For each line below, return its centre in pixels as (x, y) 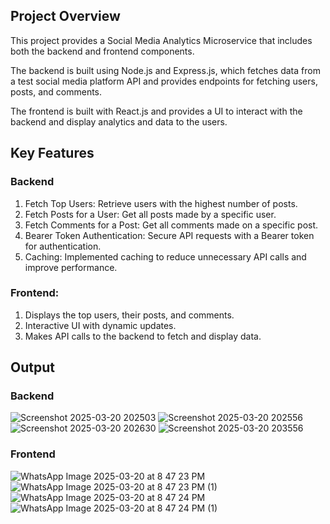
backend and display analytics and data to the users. (119, 121)
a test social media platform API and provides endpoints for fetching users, (164, 81)
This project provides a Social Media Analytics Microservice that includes (161, 40)
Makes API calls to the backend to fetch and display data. (143, 336)
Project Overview (65, 16)
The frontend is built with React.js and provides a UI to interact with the (156, 111)
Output (32, 367)
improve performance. (71, 267)
